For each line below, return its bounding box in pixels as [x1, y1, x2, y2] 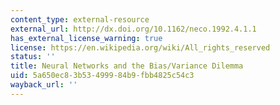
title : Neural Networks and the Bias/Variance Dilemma [10, 61, 244, 71]
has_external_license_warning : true [10, 33, 163, 43]
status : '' [10, 52, 56, 62]
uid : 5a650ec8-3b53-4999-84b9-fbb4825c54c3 [10, 71, 195, 81]
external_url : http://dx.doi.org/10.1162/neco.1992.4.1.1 [10, 24, 257, 34]
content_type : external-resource [10, 14, 150, 25]
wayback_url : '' [10, 80, 78, 90]
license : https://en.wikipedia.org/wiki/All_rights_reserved [10, 42, 271, 53]
